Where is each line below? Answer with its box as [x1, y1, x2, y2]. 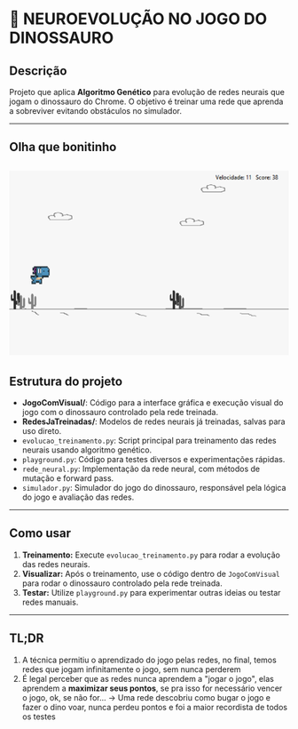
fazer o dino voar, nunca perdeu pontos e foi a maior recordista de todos [21, 701, 288, 712]
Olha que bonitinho [9, 140, 117, 155]
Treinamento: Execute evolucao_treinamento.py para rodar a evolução [21, 549, 281, 560]
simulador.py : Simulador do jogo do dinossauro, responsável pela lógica [21, 482, 286, 493]
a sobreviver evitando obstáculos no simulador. [9, 106, 182, 116]
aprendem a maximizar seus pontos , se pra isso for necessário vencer [21, 683, 283, 693]
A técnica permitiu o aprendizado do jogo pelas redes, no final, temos [21, 654, 277, 665]
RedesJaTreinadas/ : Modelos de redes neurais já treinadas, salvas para [21, 416, 286, 427]
